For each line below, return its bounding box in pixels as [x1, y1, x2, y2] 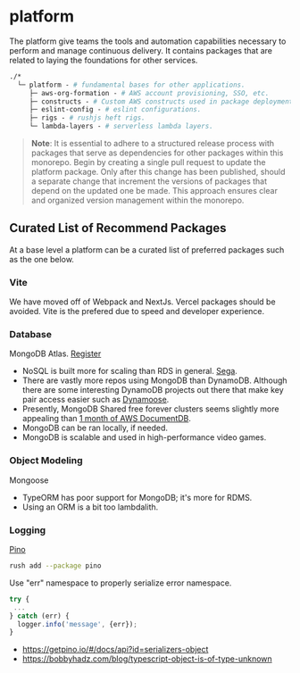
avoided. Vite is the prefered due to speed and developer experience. [9, 306, 265, 317]
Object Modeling [9, 454, 83, 467]
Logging [9, 524, 46, 536]
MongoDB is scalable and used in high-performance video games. [21, 432, 267, 443]
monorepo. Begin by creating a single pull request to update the [30, 157, 266, 168]
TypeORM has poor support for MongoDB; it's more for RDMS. [21, 492, 253, 503]
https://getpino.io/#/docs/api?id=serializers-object [21, 644, 209, 655]
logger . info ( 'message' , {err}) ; [17, 619, 138, 628]
